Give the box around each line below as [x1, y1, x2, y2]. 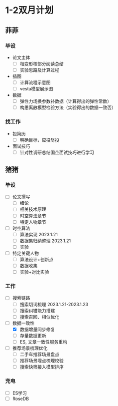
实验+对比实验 [19, 269, 49, 275]
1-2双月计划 [5, 4, 54, 16]
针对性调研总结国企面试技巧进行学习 [19, 149, 95, 155]
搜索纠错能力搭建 [19, 308, 55, 314]
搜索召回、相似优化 [19, 314, 60, 320]
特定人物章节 [19, 219, 46, 225]
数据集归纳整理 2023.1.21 [19, 238, 71, 244]
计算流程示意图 [19, 79, 51, 85]
